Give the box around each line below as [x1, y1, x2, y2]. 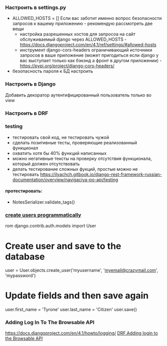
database [5, 251, 45, 262]
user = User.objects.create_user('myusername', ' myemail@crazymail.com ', [5, 267, 159, 273]
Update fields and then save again [5, 290, 149, 301]
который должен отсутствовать [12, 161, 80, 167]
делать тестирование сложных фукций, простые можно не [12, 166, 138, 172]
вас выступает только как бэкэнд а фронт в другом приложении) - [19, 58, 162, 64]
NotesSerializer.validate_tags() [12, 199, 76, 205]
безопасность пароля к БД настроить [12, 68, 93, 74]
